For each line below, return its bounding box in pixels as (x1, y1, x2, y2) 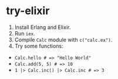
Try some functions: (14, 42, 63, 50)
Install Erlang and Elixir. (14, 24, 71, 31)
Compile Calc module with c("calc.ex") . (14, 36, 113, 43)
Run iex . (14, 29, 35, 37)
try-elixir (6, 4, 50, 18)
